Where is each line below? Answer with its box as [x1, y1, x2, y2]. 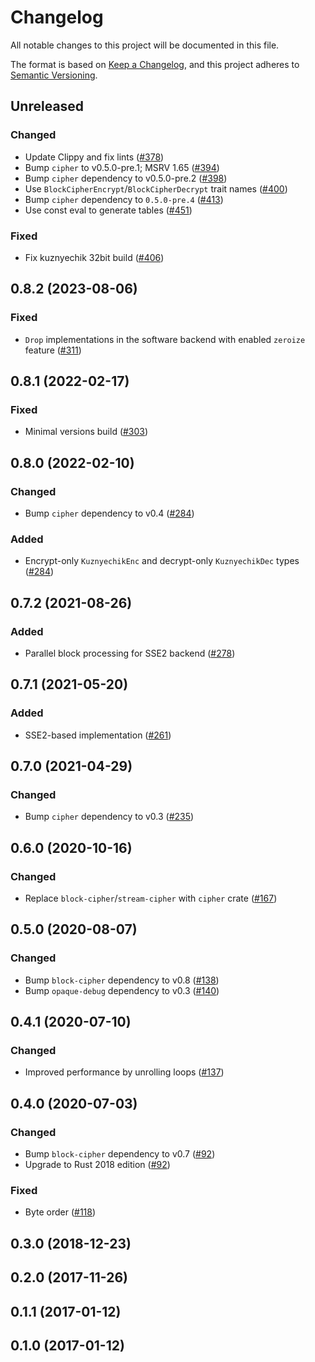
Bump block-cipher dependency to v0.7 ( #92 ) [24, 1148, 216, 1160]
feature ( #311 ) [24, 344, 82, 356]
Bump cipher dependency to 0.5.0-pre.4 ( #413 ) [24, 193, 224, 205]
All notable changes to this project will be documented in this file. [10, 39, 280, 51]
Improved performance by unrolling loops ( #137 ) [24, 1066, 225, 1078]
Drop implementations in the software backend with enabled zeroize [24, 333, 306, 345]
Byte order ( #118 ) [24, 1206, 97, 1218]
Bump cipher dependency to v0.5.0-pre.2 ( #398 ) [24, 172, 228, 184]
